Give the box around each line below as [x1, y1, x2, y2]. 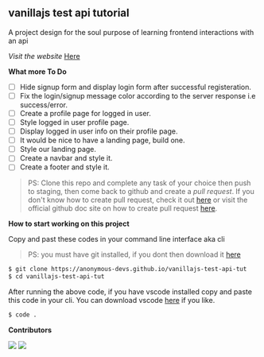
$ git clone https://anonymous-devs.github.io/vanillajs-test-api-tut [8, 266, 247, 274]
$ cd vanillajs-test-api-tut [8, 273, 105, 281]
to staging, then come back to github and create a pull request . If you [27, 187, 254, 196]
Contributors [8, 325, 52, 335]
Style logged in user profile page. [19, 118, 130, 126]
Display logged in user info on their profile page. [19, 126, 178, 136]
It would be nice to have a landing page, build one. [19, 135, 185, 146]
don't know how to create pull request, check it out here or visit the [27, 195, 248, 205]
